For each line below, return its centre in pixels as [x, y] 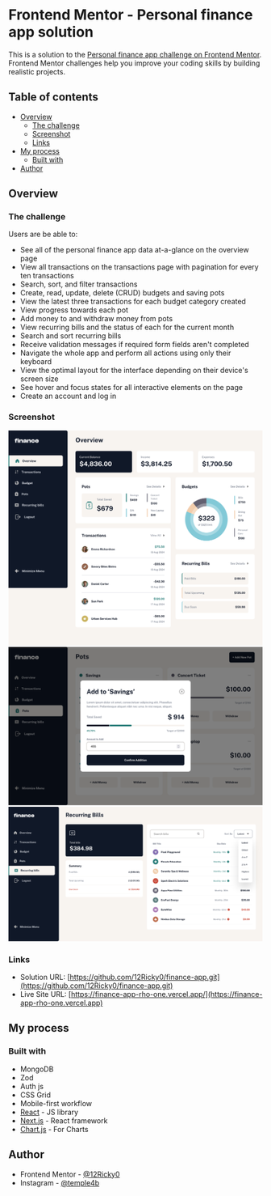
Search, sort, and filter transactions [79, 284]
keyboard [36, 362]
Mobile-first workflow [56, 1103]
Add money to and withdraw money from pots [96, 319]
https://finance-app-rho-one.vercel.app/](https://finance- [167, 995]
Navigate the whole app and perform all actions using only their [125, 353]
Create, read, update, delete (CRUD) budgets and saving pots [122, 293]
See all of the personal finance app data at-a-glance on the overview [134, 250]
